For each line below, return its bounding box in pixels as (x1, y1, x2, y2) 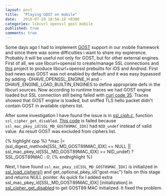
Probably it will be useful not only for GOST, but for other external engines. (5, 55, 159, 60)
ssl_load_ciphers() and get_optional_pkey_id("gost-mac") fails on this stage (5, 169, 160, 175)
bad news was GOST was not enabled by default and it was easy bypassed (5, 71, 161, 76)
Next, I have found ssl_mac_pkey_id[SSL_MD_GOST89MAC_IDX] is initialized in (5, 163, 158, 169)
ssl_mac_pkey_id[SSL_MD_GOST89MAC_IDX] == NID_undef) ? (5, 148, 134, 154)
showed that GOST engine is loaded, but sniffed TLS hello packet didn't (5, 97, 153, 103)
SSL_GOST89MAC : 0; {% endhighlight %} (5, 154, 93, 160)
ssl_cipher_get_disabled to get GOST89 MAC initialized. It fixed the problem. (5, 185, 162, 190)
